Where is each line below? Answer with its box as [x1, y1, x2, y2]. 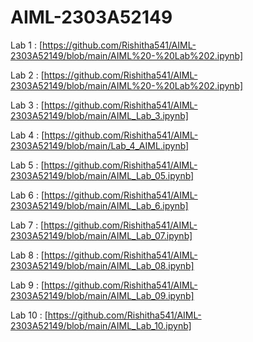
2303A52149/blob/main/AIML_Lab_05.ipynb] [10, 169, 195, 181]
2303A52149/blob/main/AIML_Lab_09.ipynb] [10, 289, 195, 301]
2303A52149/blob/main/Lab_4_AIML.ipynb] [10, 139, 190, 151]
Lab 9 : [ [10, 279, 45, 291]
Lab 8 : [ [10, 249, 45, 261]
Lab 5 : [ [10, 159, 45, 171]
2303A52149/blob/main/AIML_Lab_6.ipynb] [10, 199, 189, 211]
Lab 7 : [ [10, 219, 45, 231]
